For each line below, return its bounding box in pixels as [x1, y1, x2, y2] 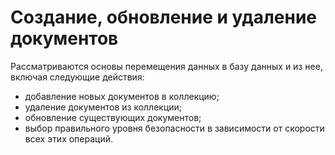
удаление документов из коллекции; [24, 101, 183, 113]
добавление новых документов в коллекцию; [24, 90, 220, 102]
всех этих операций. [24, 132, 114, 145]
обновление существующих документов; [24, 111, 202, 123]
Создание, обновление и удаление [10, 6, 317, 29]
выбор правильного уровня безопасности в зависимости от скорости [24, 122, 325, 134]
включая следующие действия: [10, 71, 145, 83]
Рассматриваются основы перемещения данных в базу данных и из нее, [10, 60, 323, 72]
